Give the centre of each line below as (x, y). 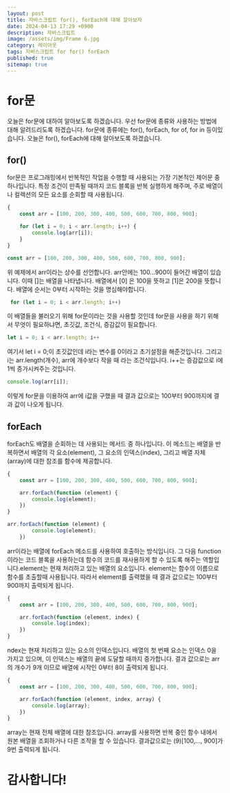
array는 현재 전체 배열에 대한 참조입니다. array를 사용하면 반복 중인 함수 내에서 (112, 733)
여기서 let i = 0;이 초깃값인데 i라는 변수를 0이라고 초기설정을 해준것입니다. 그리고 (115, 352)
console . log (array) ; (61, 705)
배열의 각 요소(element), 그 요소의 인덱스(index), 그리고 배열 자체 (118, 452)
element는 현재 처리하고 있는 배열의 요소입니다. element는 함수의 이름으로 (119, 568)
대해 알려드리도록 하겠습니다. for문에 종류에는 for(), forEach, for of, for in (106, 129)
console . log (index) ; (61, 623)
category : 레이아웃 (32, 45)
